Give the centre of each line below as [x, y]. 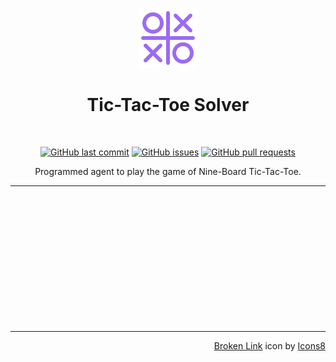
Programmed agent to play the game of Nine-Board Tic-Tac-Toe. [168, 171]
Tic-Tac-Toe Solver [168, 105]
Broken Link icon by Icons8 [269, 345]
